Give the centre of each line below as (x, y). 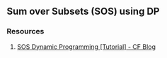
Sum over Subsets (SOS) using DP (83, 12)
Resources (25, 31)
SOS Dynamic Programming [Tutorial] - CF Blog (86, 46)
